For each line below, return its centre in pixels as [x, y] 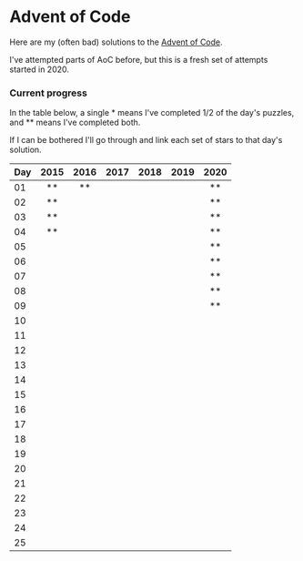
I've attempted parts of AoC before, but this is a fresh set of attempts [139, 59]
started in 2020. [40, 69]
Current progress [49, 93]
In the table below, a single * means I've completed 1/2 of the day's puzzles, [152, 113]
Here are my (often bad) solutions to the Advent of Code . [116, 42]
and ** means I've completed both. [75, 122]
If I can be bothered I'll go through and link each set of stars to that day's [146, 140]
